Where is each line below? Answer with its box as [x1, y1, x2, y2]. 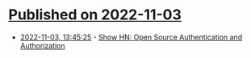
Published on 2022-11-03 [8, 6, 182, 24]
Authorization [19, 40, 66, 50]
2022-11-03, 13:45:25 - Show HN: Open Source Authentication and [19, 32, 243, 42]
